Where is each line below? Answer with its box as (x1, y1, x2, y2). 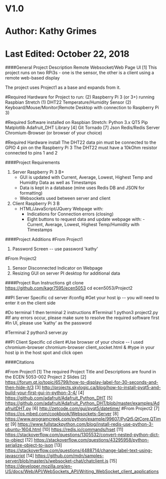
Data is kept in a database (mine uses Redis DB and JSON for (19, 185, 145, 191)
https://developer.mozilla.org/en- (5, 463, 73, 469)
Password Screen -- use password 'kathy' (12, 246, 98, 252)
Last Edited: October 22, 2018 (5, 48, 129, 59)
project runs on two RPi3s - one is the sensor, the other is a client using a (5, 70, 154, 76)
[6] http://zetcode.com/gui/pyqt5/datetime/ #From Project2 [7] (32, 405, 160, 411)
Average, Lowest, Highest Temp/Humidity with (45, 222, 140, 228)
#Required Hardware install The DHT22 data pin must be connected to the (5, 139, 157, 146)
